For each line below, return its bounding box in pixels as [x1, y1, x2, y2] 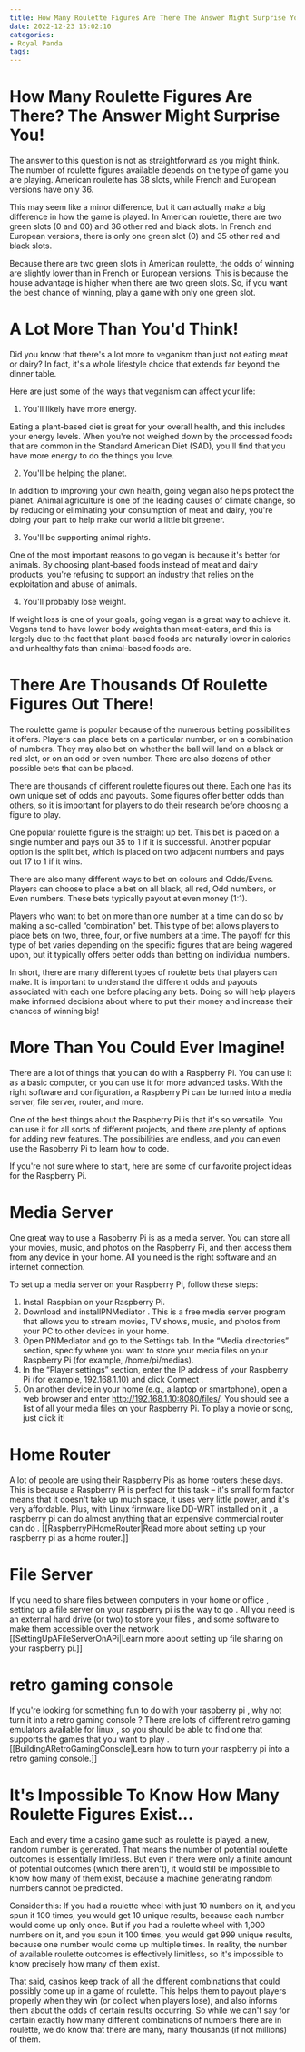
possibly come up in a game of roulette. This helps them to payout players [9, 1985, 287, 1997]
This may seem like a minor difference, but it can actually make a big [9, 202, 266, 213]
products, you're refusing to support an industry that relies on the [9, 569, 254, 579]
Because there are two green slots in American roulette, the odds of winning [9, 258, 295, 269]
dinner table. [9, 368, 57, 378]
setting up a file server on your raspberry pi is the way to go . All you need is [9, 1604, 295, 1614]
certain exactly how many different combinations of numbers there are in [9, 2014, 282, 2025]
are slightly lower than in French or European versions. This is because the [9, 267, 289, 278]
